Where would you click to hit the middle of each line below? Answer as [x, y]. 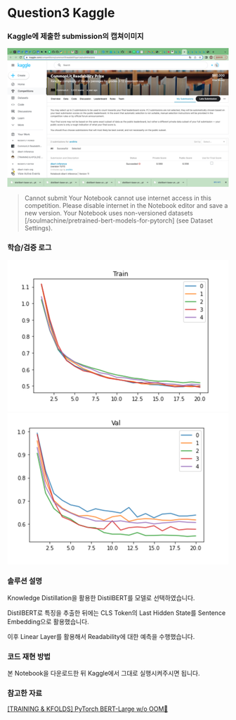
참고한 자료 [25, 693]
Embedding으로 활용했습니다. [48, 621]
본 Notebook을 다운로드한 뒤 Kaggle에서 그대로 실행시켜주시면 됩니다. [104, 674]
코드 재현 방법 [29, 657]
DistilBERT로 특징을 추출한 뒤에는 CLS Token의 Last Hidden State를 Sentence [117, 613]
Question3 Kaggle [61, 13]
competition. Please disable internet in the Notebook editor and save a [126, 206]
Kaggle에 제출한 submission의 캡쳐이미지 [76, 37]
